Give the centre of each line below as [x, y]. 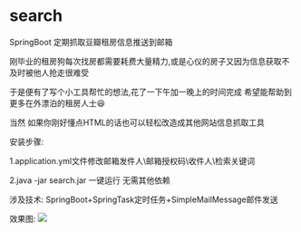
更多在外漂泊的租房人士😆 [58, 103]
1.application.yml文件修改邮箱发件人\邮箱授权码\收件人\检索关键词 [132, 160]
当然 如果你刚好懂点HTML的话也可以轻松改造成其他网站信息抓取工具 [137, 122]
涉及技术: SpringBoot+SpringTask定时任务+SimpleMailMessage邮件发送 [144, 199]
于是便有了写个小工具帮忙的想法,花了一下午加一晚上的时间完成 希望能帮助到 [150, 92]
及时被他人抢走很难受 [49, 72]
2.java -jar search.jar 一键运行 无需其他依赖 [90, 180]
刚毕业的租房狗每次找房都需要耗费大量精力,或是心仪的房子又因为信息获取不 [150, 61]
